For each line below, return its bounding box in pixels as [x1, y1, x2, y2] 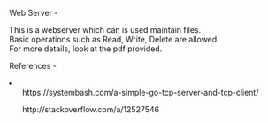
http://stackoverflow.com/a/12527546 [21, 104, 160, 114]
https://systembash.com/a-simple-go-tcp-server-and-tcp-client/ [21, 88, 259, 97]
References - [9, 61, 57, 71]
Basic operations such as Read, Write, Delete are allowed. [9, 35, 219, 44]
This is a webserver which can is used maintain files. [9, 25, 202, 35]
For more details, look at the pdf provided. [9, 43, 163, 54]
